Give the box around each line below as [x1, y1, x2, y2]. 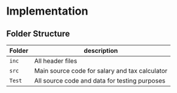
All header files [34, 57, 78, 65]
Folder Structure [6, 29, 70, 39]
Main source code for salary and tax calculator [34, 67, 168, 75]
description [84, 47, 118, 55]
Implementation [6, 4, 88, 18]
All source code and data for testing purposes [34, 77, 166, 84]
